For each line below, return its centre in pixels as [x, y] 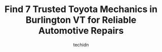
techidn [81, 44]
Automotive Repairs [81, 31]
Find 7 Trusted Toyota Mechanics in [81, 9]
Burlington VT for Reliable [81, 20]
